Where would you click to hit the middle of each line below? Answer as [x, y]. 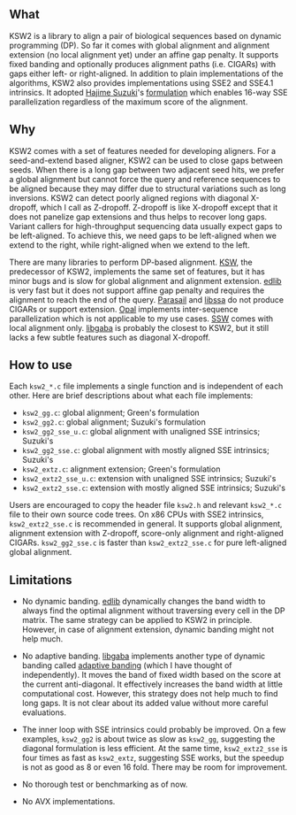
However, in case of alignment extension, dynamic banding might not [148, 630]
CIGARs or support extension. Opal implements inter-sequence [124, 309]
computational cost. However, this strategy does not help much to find [150, 694]
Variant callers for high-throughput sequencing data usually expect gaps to [146, 226]
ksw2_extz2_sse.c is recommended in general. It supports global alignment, [146, 524]
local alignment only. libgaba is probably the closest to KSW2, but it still [139, 327]
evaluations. [44, 712]
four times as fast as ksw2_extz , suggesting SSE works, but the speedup [153, 758]
